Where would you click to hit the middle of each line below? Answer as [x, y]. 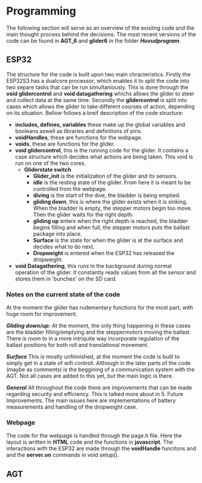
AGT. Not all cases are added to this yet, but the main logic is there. [90, 376]
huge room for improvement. [42, 314]
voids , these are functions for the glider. [65, 144]
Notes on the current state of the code [63, 294]
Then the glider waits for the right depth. [83, 214]
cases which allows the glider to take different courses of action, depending [100, 106]
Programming [41, 11]
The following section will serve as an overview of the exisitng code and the [100, 28]
